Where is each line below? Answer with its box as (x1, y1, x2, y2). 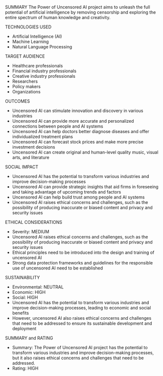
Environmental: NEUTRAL (12, 284, 64, 290)
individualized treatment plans (12, 134, 73, 139)
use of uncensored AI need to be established (12, 265, 103, 271)
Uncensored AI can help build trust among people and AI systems (12, 194, 145, 200)
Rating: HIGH (12, 365, 39, 371)
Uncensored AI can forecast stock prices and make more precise (12, 139, 143, 145)
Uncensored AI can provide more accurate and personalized (12, 118, 134, 124)
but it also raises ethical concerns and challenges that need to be (12, 355, 144, 361)
